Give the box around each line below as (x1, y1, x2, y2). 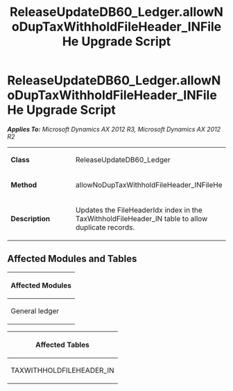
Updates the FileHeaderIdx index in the (75, 205, 202, 215)
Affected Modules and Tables (7, 253, 137, 265)
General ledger (10, 306, 60, 315)
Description (10, 214, 51, 223)
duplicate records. (75, 223, 135, 232)
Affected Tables (35, 340, 90, 349)
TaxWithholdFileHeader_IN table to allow (75, 214, 208, 223)
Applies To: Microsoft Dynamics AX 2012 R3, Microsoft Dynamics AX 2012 (7, 125, 221, 133)
